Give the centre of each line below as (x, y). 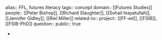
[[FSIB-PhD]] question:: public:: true (43, 24)
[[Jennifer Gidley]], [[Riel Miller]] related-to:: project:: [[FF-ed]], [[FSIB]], (81, 18)
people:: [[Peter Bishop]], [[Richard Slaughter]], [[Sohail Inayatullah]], (78, 13)
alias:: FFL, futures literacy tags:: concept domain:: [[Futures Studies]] (79, 7)
